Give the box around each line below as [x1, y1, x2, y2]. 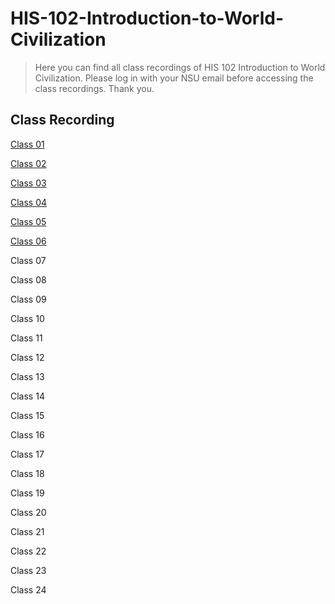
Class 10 [10, 312, 45, 324]
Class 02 [10, 157, 47, 169]
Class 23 [10, 564, 47, 576]
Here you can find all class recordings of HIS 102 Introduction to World [34, 61, 326, 73]
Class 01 [10, 138, 45, 150]
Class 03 [10, 177, 47, 189]
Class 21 [10, 525, 45, 537]
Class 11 [10, 332, 43, 344]
